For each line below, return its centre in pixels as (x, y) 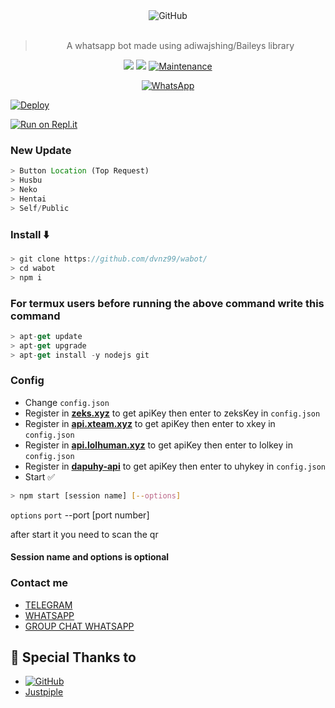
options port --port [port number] (80, 515)
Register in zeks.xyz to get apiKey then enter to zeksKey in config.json (172, 413)
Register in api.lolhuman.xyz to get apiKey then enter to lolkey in (158, 445)
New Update (41, 150)
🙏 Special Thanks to (73, 657)
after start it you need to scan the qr (84, 534)
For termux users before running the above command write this (167, 303)
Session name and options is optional (90, 557)
